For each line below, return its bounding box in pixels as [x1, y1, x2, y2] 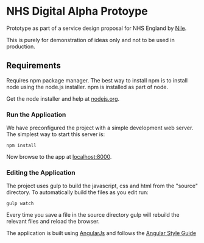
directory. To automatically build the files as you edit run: [6, 189, 149, 196]
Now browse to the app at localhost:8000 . [6, 153, 112, 161]
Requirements [6, 60, 61, 71]
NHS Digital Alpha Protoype [6, 4, 148, 18]
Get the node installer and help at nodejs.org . [6, 95, 120, 102]
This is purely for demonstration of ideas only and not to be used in [6, 36, 175, 43]
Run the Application [6, 110, 66, 118]
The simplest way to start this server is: [6, 131, 105, 138]
